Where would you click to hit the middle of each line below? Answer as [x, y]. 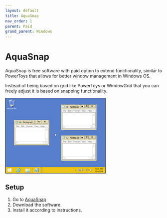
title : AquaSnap [22, 16]
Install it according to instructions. [47, 210]
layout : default [22, 10]
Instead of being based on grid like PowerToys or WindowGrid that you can [82, 86]
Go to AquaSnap [29, 199]
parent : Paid [19, 26]
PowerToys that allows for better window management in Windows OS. [78, 76]
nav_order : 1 [19, 21]
